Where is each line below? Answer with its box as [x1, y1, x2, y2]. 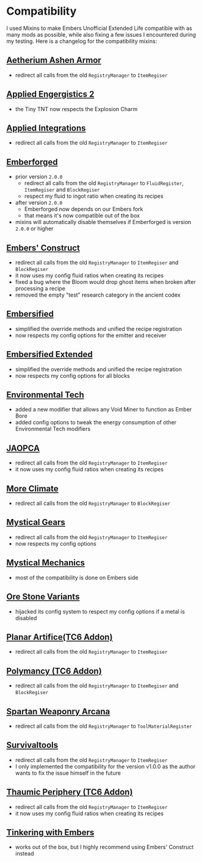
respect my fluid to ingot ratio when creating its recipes [24, 192, 164, 200]
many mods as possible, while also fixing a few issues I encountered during [6, 31, 197, 38]
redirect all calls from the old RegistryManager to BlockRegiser [15, 499, 171, 507]
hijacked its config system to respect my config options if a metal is [15, 607, 185, 615]
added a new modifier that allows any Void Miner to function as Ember [15, 406, 192, 413]
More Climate [6, 484, 59, 494]
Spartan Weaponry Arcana [6, 706, 110, 717]
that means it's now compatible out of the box [24, 212, 140, 219]
